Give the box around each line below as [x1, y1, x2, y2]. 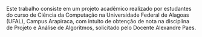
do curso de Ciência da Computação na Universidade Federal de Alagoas [6, 11, 189, 18]
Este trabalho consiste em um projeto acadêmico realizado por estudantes [6, 5, 192, 12]
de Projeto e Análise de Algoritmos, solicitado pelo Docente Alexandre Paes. [6, 24, 197, 31]
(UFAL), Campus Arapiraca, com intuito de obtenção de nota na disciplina [6, 18, 189, 24]
